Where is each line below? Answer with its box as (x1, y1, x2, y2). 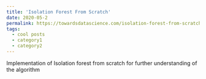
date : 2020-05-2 (6, 15, 48, 21)
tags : (6, 26, 20, 32)
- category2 (12, 43, 43, 49)
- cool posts (12, 32, 45, 38)
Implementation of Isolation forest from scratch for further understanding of (6, 59, 197, 67)
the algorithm (6, 66, 40, 73)
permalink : (6, 20, 34, 26)
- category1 (12, 37, 43, 43)
